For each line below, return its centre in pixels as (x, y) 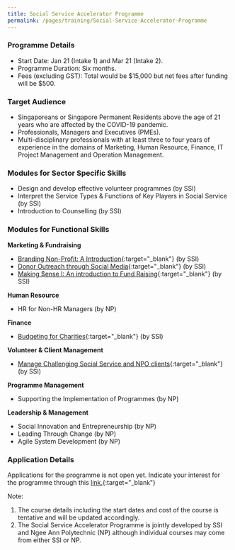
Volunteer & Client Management (56, 350)
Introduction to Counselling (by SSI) (69, 211)
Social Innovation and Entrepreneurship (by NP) (87, 426)
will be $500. (36, 83)
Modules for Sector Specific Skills (67, 173)
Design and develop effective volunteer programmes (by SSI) (107, 189)
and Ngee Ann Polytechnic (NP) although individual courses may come (121, 532)
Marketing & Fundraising (44, 245)
